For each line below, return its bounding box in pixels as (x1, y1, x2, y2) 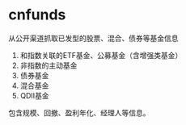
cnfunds (8, 6, 66, 24)
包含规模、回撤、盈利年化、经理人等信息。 (8, 107, 150, 118)
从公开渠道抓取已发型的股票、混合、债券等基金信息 (8, 33, 179, 43)
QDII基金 (19, 90, 50, 100)
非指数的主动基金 (19, 60, 78, 70)
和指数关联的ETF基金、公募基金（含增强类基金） (19, 50, 183, 60)
